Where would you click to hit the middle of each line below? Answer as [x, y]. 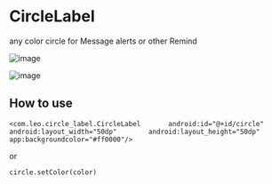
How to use [41, 104]
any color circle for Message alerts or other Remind [103, 41]
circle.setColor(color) [53, 172]
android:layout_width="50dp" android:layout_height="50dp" [135, 132]
